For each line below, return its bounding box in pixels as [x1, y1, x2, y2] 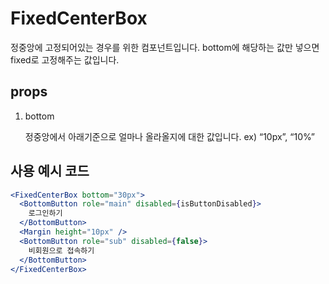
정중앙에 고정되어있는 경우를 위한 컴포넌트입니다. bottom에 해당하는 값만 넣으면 [10, 41, 320, 53]
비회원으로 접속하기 [28, 245, 95, 256]
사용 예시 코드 [10, 163, 90, 180]
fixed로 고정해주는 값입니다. [10, 53, 120, 66]
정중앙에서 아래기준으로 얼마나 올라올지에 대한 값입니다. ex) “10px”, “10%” [24, 130, 315, 142]
